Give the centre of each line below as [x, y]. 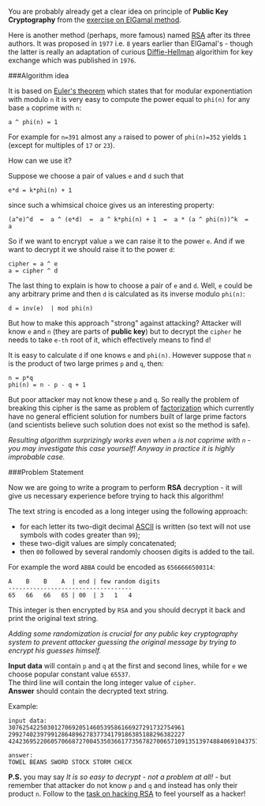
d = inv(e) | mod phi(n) [50, 308]
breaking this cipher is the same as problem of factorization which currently [131, 408]
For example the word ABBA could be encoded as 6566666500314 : [112, 567]
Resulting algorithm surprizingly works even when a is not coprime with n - [129, 440]
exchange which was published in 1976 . [72, 60]
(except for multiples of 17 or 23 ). [62, 145]
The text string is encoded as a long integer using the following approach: [128, 511]
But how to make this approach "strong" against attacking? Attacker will [125, 323]
